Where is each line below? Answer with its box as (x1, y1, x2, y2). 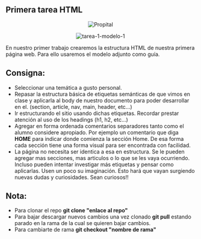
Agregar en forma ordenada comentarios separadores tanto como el (14, 122, 184, 129)
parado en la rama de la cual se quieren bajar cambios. (14, 220, 151, 227)
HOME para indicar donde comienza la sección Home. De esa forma (14, 135, 184, 142)
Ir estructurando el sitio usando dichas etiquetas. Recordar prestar (14, 110, 179, 117)
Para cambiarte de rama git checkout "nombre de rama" (14, 226, 156, 234)
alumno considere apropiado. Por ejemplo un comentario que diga (14, 129, 179, 136)
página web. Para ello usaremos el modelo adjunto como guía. (5, 51, 160, 58)
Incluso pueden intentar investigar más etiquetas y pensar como (14, 161, 174, 168)
